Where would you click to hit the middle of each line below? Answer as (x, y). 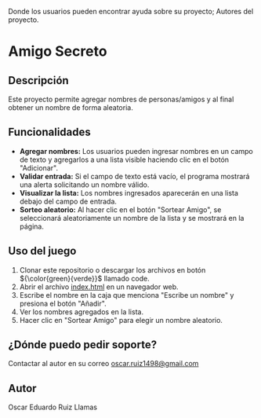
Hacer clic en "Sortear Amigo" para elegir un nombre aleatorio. (121, 320)
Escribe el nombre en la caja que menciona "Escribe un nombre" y (127, 295)
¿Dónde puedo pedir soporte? (83, 345)
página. (32, 226)
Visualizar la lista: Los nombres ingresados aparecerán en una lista (129, 192)
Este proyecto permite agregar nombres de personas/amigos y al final (121, 99)
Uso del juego (42, 251)
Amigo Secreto (58, 51)
